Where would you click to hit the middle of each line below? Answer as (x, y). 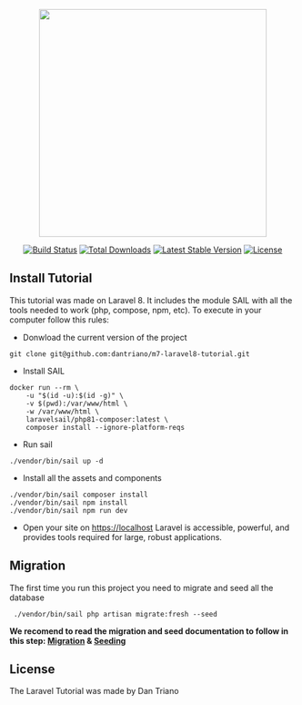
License (32, 669)
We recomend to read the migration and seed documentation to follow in (149, 631)
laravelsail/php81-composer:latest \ (97, 419)
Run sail (37, 444)
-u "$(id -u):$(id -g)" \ (75, 395)
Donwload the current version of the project (105, 337)
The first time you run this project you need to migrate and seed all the (141, 587)
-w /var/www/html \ (63, 411)
